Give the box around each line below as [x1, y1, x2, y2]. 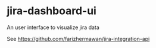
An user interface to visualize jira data [7, 24, 100, 31]
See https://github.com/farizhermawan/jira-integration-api [7, 35, 150, 42]
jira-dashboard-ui [7, 4, 97, 18]
